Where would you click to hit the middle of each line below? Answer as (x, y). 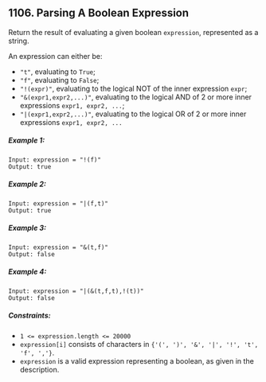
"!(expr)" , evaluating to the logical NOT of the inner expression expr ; (133, 88)
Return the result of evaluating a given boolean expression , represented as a (133, 32)
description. (39, 369)
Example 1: (27, 140)
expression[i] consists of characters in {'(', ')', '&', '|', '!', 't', (139, 344)
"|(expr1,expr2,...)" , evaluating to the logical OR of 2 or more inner (133, 114)
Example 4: (27, 272)
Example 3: (27, 228)
